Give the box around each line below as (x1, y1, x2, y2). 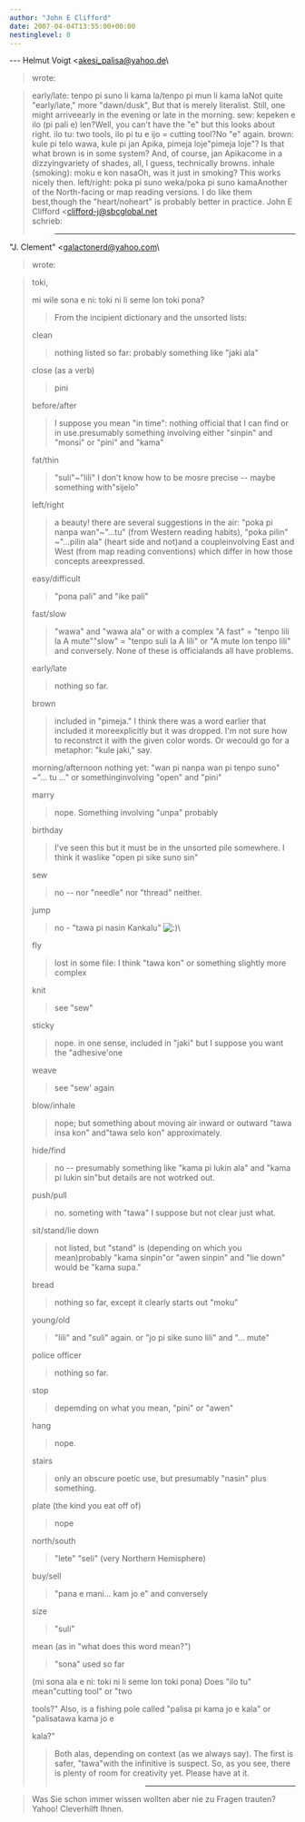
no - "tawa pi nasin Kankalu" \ (54, 923, 182, 934)
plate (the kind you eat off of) (31, 1500, 142, 1511)
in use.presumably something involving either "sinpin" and (54, 428, 273, 439)
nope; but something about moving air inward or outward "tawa (54, 1118, 292, 1129)
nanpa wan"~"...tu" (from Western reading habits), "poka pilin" (54, 527, 289, 538)
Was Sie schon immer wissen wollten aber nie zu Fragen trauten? (31, 1794, 276, 1805)
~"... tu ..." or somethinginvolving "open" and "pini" (31, 772, 222, 783)
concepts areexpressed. (54, 556, 145, 567)
